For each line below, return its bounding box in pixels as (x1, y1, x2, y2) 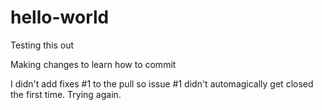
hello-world (10, 6, 110, 29)
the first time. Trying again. (10, 88, 122, 100)
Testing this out (10, 39, 75, 51)
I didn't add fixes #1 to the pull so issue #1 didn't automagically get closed (10, 77, 314, 90)
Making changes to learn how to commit (10, 58, 177, 70)
